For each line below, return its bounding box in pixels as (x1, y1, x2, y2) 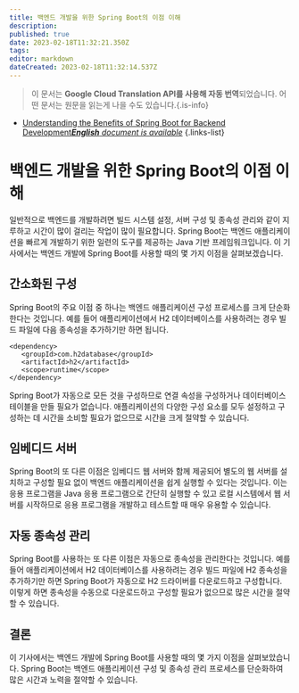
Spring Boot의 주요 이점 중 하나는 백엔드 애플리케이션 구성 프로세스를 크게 (9, 301, 267, 312)
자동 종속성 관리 (9, 528, 91, 543)
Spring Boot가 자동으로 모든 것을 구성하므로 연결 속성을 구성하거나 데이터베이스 (9, 390, 287, 400)
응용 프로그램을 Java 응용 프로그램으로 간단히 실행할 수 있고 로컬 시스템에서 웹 (9, 488, 281, 499)
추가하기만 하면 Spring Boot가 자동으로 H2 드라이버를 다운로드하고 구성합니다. (9, 576, 283, 587)
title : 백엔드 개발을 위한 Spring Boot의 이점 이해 (9, 12, 181, 22)
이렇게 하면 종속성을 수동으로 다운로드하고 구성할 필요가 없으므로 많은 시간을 (9, 587, 274, 598)
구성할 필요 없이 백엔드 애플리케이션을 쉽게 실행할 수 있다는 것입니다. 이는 (32, 477, 288, 488)
